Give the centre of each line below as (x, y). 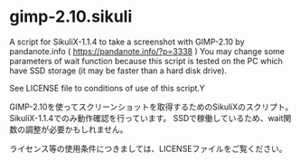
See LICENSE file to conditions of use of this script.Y (107, 88)
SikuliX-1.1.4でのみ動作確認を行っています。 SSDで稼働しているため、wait (146, 118)
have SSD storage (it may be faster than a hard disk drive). (118, 71)
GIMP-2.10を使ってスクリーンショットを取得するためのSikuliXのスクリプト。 (151, 107)
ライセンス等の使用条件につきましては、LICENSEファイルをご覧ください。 (148, 148)
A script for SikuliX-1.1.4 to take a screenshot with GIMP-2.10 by (127, 42)
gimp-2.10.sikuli (71, 17)
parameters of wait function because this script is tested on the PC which (146, 61)
